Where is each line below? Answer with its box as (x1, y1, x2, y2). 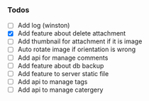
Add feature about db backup (17, 61, 104, 70)
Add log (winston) (17, 21, 70, 30)
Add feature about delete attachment (17, 29, 126, 38)
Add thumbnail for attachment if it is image (17, 37, 143, 46)
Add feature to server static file (17, 69, 109, 78)
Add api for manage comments (17, 53, 109, 62)
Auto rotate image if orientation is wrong (17, 45, 136, 54)
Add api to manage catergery (17, 85, 104, 94)
